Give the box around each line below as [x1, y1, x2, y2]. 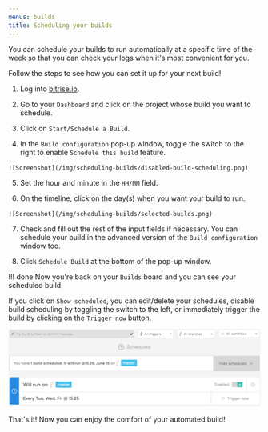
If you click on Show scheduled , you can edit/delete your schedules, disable [8, 296, 254, 306]
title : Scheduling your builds [8, 21, 113, 30]
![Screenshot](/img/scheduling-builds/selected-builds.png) [8, 210, 214, 218]
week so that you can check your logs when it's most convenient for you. [8, 53, 250, 62]
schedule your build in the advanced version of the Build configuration [19, 232, 258, 242]
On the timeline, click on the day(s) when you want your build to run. [19, 193, 246, 203]
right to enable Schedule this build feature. [19, 147, 166, 157]
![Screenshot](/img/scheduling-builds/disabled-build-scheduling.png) [8, 164, 249, 172]
